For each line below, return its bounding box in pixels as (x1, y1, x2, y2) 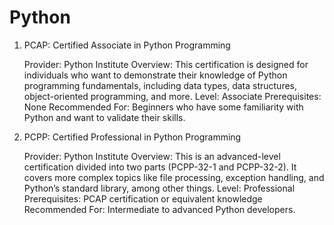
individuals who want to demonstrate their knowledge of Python (23, 69, 288, 81)
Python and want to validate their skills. (23, 111, 186, 123)
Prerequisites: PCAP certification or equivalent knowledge (23, 192, 263, 205)
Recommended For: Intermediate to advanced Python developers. (23, 203, 296, 215)
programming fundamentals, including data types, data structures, (23, 79, 298, 91)
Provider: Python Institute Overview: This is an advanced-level (23, 150, 281, 162)
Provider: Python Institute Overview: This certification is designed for (23, 58, 309, 70)
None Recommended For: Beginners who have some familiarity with (23, 101, 304, 113)
